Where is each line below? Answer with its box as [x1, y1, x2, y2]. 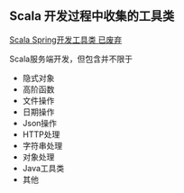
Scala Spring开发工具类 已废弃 [9, 34, 123, 45]
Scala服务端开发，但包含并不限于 [9, 53, 133, 64]
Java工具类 [22, 162, 65, 173]
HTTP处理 [22, 129, 60, 140]
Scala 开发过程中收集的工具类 [9, 8, 175, 24]
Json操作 [22, 117, 57, 128]
